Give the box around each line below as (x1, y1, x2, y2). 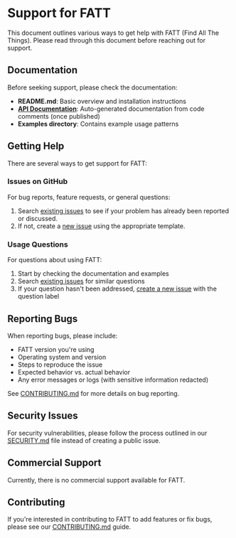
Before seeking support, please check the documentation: (7, 83, 178, 92)
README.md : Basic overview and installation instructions (17, 97, 187, 105)
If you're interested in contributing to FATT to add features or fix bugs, (7, 515, 213, 524)
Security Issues (7, 410, 78, 422)
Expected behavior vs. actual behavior (17, 367, 130, 376)
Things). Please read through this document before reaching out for (7, 36, 206, 44)
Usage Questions (7, 240, 69, 249)
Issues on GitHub (7, 176, 68, 186)
